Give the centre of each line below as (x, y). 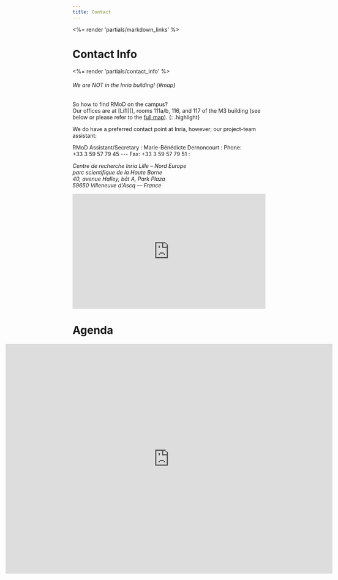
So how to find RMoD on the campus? (120, 104)
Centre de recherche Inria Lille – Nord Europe (130, 165)
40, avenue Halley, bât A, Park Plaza (119, 179)
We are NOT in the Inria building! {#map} (124, 85)
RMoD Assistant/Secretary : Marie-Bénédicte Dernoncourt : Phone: (157, 147)
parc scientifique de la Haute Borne (118, 172)
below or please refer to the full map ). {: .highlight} (136, 117)
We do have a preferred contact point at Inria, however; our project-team (164, 129)
